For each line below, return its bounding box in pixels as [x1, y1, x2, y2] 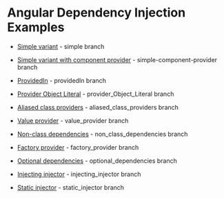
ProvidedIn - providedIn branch [17, 76, 107, 84]
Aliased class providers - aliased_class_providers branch [17, 103, 179, 111]
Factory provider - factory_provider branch [17, 143, 139, 151]
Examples [7, 19, 65, 35]
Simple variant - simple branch [17, 42, 105, 50]
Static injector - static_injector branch [17, 183, 125, 191]
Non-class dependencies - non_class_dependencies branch [17, 130, 188, 138]
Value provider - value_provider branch [17, 116, 129, 125]
